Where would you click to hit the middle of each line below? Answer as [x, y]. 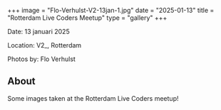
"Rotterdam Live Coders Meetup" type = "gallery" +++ [87, 18]
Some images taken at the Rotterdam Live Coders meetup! [93, 98]
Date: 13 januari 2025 [38, 32]
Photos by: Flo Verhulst [42, 59]
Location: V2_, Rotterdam [45, 45]
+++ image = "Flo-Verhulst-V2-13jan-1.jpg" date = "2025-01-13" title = [111, 10]
